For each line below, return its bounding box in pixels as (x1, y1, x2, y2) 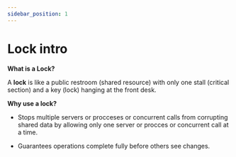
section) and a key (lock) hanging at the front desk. (7, 86, 157, 94)
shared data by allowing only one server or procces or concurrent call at (17, 120, 229, 129)
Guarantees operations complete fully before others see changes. (17, 141, 210, 150)
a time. (17, 128, 38, 136)
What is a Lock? (7, 64, 55, 73)
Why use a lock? (7, 99, 57, 107)
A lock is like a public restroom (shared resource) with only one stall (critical (7, 78, 230, 86)
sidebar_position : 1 (7, 10, 69, 18)
